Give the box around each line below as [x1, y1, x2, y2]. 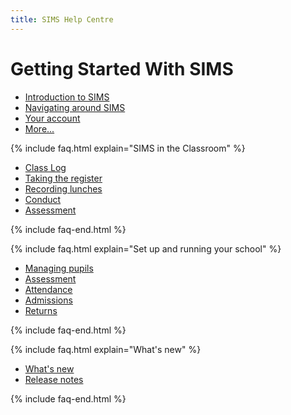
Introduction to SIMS [24, 91, 110, 103]
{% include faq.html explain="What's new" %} [10, 343, 202, 355]
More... [24, 122, 55, 135]
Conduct [24, 193, 62, 205]
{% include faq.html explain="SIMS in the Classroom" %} [10, 142, 246, 154]
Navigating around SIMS [24, 101, 126, 113]
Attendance [24, 283, 73, 295]
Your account [24, 112, 81, 124]
